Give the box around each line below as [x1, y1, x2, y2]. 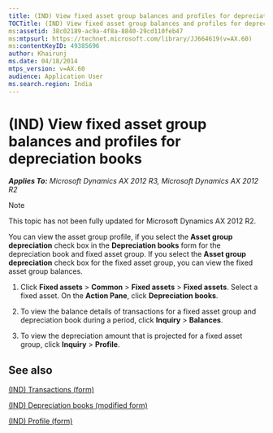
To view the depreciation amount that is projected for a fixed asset [19, 331, 243, 341]
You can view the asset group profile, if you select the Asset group [8, 232, 233, 242]
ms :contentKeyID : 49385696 [8, 42, 100, 50]
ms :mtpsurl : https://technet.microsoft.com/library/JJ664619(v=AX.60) [8, 34, 253, 43]
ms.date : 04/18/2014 [8, 58, 79, 66]
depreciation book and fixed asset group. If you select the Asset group [8, 249, 246, 259]
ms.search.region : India [8, 80, 93, 88]
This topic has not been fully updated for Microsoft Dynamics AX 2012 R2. [8, 216, 257, 226]
